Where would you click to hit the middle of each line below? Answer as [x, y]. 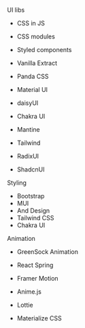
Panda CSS [33, 76]
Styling [17, 183]
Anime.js [29, 292]
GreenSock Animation [47, 252]
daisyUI [28, 103]
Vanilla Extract [37, 63]
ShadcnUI [31, 169]
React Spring [35, 265]
